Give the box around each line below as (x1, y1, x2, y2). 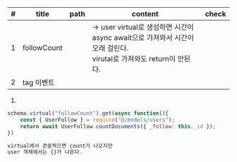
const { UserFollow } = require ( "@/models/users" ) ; (20, 116, 175, 123)
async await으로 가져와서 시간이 (92, 33, 194, 42)
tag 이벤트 (22, 77, 55, 87)
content (131, 9, 159, 18)
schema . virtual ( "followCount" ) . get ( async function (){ (7, 110, 169, 117)
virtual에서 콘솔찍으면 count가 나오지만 (7, 142, 113, 149)
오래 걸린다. (92, 44, 129, 53)
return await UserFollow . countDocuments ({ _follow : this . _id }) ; (20, 123, 217, 130)
